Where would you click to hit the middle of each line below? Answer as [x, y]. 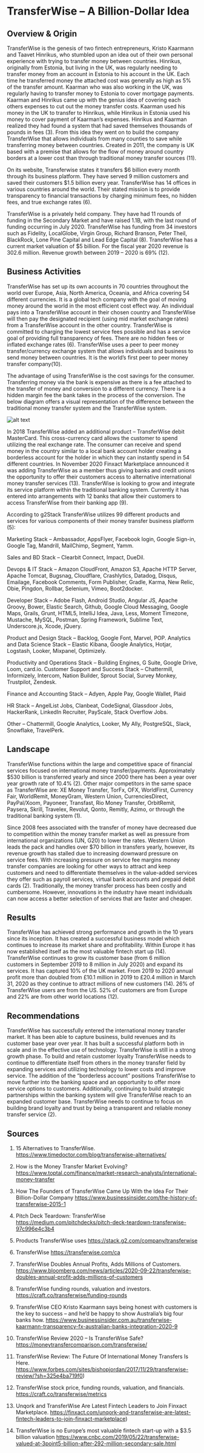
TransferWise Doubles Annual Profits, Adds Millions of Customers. [98, 1264]
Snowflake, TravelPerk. [36, 730]
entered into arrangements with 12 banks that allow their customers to [94, 496]
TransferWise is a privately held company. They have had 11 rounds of [94, 214]
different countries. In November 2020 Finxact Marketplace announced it [98, 464]
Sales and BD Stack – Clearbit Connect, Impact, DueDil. [76, 557]
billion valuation [35, 1437]
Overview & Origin [42, 34]
